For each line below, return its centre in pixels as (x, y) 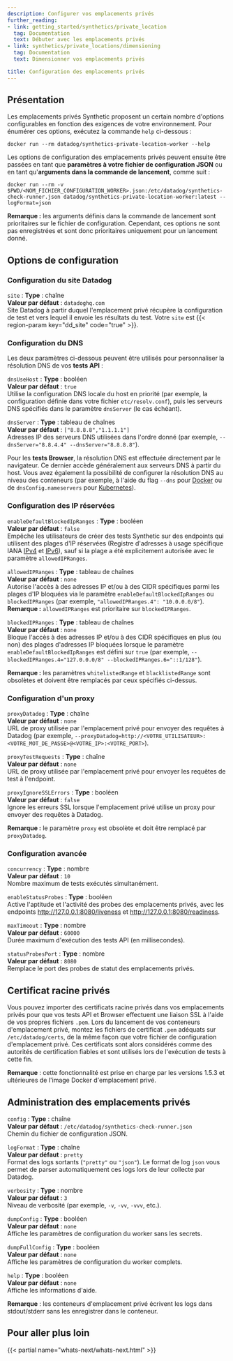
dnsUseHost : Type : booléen (47, 379)
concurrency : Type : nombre (48, 869)
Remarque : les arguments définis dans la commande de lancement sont (112, 216)
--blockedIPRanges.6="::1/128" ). (155, 659)
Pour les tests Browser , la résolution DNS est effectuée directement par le (114, 458)
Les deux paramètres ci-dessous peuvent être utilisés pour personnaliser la (116, 358)
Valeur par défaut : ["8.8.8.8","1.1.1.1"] (69, 430)
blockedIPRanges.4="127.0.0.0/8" (56, 660)
